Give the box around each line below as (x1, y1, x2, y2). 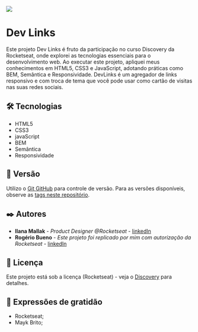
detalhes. (6, 280, 29, 287)
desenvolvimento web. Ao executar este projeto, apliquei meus (6, 58, 160, 65)
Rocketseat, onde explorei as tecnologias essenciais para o (6, 52, 151, 59)
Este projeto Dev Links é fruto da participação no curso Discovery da (6, 45, 175, 53)
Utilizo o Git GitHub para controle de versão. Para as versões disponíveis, (6, 185, 186, 192)
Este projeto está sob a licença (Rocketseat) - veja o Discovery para (6, 273, 172, 280)
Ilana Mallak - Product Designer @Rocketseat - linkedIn (14, 227, 151, 235)
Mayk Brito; (14, 319, 43, 326)
